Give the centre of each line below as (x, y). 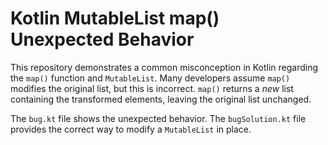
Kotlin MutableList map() (115, 18)
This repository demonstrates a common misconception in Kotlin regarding (164, 67)
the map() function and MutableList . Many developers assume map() (150, 78)
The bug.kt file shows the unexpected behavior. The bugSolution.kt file (158, 118)
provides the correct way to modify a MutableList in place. (131, 129)
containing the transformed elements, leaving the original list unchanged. (161, 99)
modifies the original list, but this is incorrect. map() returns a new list (152, 88)
